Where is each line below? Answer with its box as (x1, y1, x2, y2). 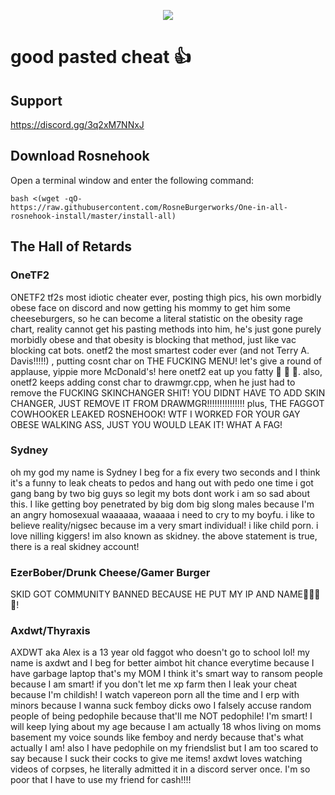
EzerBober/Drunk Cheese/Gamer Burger (10, 565, 211, 579)
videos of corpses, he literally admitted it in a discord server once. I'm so (10, 763, 311, 775)
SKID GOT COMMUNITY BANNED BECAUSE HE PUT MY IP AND (10, 588, 275, 600)
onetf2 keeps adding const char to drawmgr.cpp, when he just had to (10, 376, 296, 388)
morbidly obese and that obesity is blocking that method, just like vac (10, 333, 297, 345)
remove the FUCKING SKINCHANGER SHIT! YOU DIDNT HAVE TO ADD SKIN (10, 386, 326, 399)
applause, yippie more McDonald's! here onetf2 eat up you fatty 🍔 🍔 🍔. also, (10, 365, 323, 377)
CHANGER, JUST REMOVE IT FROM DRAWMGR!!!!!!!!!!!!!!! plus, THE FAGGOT (10, 397, 325, 409)
